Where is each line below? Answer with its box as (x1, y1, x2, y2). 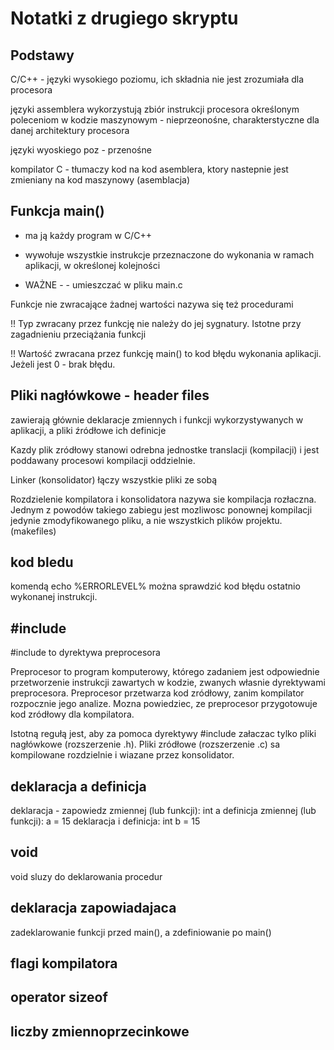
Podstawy (10, 47, 75, 64)
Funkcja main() (10, 203, 105, 220)
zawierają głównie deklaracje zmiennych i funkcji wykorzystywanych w (10, 413, 304, 426)
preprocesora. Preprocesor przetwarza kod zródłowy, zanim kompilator (10, 687, 305, 699)
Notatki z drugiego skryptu (10, 7, 239, 30)
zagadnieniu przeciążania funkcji (10, 328, 147, 340)
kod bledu (10, 554, 74, 571)
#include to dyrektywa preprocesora (10, 647, 161, 659)
